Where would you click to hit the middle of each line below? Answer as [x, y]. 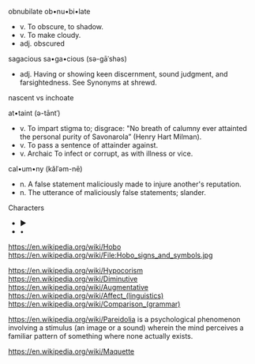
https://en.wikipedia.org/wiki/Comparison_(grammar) [94, 304]
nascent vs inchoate [41, 98]
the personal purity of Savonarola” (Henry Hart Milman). [111, 137]
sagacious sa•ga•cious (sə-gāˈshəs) [68, 59]
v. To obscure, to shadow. [62, 26]
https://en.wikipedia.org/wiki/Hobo [65, 247]
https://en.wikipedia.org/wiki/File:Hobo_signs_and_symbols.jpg [111, 255]
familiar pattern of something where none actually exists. [101, 336]
